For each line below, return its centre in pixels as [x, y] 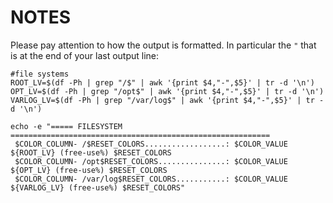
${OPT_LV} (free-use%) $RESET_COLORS [89, 170]
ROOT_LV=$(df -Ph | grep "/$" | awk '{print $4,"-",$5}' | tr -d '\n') [162, 82]
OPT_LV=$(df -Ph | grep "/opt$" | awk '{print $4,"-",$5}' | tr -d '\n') [167, 91]
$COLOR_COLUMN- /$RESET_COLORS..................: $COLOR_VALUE [151, 144]
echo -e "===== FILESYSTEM [66, 126]
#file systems [40, 74]
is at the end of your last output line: [85, 55]
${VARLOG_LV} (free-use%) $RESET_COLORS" [98, 187]
